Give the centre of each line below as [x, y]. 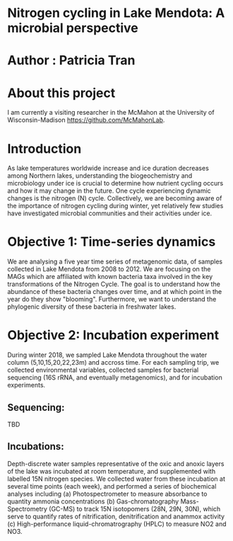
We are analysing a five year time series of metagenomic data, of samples [115, 262]
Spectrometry [28, 508]
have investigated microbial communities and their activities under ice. [110, 213]
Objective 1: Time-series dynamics [112, 242]
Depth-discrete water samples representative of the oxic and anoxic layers [116, 463]
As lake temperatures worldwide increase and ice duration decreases [108, 169]
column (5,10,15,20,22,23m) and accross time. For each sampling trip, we [113, 363]
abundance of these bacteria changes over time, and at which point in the [115, 292]
